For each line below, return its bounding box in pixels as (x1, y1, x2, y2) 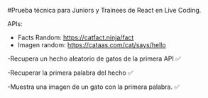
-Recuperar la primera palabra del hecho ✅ (7, 68, 133, 77)
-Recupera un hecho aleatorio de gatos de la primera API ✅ (7, 54, 181, 63)
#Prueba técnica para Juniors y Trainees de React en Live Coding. (7, 6, 202, 14)
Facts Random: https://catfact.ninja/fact (17, 33, 134, 42)
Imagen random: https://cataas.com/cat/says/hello (17, 41, 166, 49)
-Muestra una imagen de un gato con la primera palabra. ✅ (7, 82, 180, 91)
